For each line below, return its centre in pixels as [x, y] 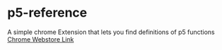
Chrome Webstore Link [41, 39]
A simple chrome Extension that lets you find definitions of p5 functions [111, 32]
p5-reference [47, 13]
